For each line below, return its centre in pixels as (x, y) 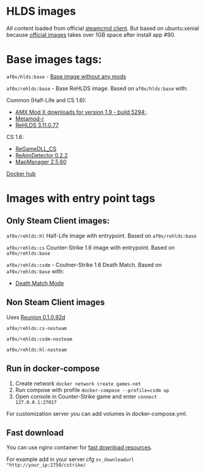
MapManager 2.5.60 (41, 162)
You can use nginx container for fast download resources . (80, 448)
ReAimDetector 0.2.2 (42, 155)
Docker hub (21, 173)
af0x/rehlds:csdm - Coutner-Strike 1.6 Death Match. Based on (84, 265)
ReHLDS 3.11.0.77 (37, 125)
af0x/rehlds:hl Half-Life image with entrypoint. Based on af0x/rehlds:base (102, 235)
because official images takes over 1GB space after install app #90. (91, 34)
